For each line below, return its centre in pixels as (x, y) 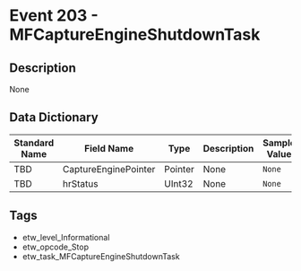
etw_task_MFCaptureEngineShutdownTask (101, 256)
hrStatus (80, 183)
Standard (34, 143)
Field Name (109, 148)
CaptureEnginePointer (109, 169)
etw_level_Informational (66, 237)
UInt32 (179, 183)
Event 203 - (54, 16)
